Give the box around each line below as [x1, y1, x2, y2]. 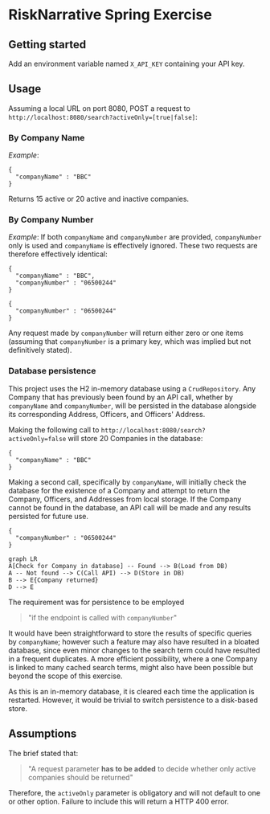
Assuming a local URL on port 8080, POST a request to [8, 103, 190, 113]
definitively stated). [8, 346, 72, 355]
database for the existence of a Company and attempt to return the [8, 485, 231, 495]
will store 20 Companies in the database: [67, 433, 203, 443]
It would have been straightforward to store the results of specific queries [8, 628, 252, 638]
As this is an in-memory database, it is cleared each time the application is [8, 686, 255, 696]
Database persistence [8, 366, 96, 377]
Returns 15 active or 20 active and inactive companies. [8, 194, 190, 204]
